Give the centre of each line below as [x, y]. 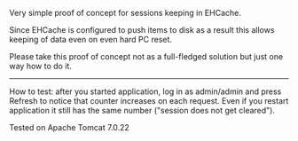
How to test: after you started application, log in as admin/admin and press [145, 91]
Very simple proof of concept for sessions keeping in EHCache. [125, 13]
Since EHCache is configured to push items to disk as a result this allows [142, 30]
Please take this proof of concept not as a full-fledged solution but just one [146, 56]
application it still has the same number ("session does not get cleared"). [142, 110]
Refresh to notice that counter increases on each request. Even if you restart [149, 101]
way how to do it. [41, 66]
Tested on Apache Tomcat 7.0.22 [70, 127]
